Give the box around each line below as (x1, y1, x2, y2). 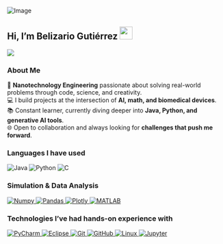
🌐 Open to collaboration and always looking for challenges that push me (7, 123, 213, 132)
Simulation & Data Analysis (7, 181, 99, 191)
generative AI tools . (7, 117, 64, 125)
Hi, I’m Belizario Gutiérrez (7, 31, 118, 42)
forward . (7, 131, 32, 140)
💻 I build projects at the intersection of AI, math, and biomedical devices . (7, 96, 217, 104)
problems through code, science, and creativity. (7, 88, 142, 97)
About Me (7, 65, 41, 75)
